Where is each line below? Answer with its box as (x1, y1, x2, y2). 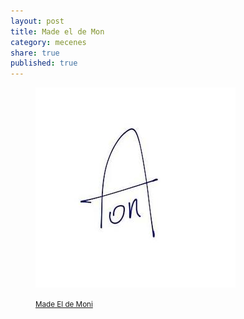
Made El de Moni (35, 300, 93, 310)
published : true (10, 58, 78, 69)
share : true (10, 48, 60, 58)
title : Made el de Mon (10, 26, 105, 37)
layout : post (10, 16, 65, 26)
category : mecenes (10, 37, 87, 47)
